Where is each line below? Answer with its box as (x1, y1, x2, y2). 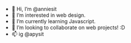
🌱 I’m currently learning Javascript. (11, 18, 96, 24)
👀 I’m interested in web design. (11, 12, 86, 19)
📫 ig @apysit (11, 31, 44, 37)
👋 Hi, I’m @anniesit (11, 6, 57, 12)
